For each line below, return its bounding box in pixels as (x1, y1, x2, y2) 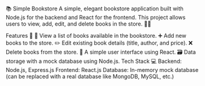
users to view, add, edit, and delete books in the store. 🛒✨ (6, 20, 152, 27)
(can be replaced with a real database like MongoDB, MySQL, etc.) (6, 73, 174, 80)
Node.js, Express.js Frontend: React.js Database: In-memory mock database (6, 66, 199, 73)
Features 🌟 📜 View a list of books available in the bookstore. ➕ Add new (6, 32, 187, 39)
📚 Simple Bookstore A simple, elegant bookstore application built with (6, 5, 184, 12)
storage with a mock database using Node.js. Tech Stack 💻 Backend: (6, 57, 182, 65)
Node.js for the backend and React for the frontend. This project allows (6, 14, 186, 21)
